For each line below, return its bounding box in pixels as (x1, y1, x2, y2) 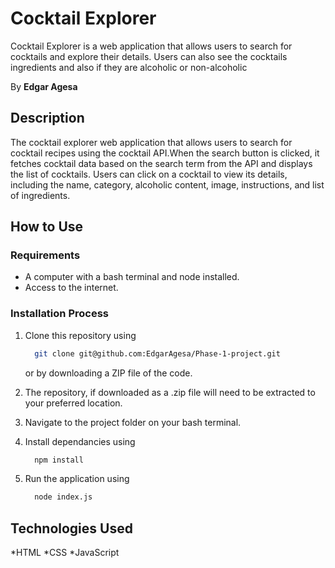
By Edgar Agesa (10, 80, 78, 92)
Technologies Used (10, 520, 133, 537)
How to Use (10, 218, 84, 236)
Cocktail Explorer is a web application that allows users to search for (10, 40, 293, 52)
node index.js (34, 492, 93, 502)
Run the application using (24, 473, 130, 485)
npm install (34, 455, 84, 465)
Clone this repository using (24, 329, 137, 341)
